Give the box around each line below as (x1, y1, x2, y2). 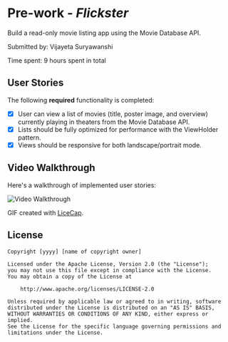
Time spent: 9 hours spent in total (7, 56, 107, 65)
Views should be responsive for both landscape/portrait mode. (17, 140, 202, 149)
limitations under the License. (7, 329, 103, 336)
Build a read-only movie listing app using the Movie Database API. (7, 28, 202, 37)
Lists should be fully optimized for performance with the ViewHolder (17, 125, 219, 133)
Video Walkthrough (7, 162, 95, 174)
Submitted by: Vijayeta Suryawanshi (7, 42, 113, 51)
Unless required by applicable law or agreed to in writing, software (7, 298, 222, 305)
